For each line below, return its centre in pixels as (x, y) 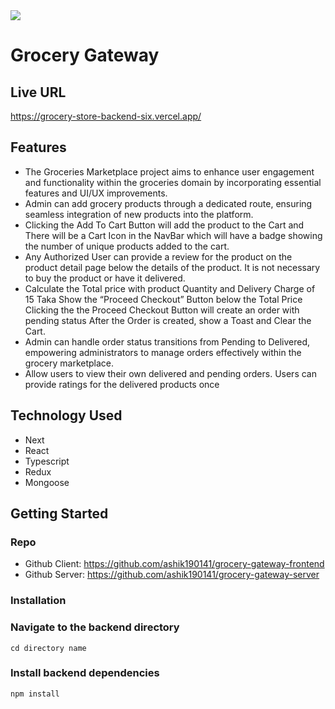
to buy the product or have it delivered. (105, 278)
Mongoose (47, 482)
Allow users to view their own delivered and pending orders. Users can (170, 373)
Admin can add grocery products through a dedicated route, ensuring (168, 203)
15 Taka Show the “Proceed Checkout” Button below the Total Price (163, 299)
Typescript (47, 461)
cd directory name (48, 648)
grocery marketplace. (69, 363)
